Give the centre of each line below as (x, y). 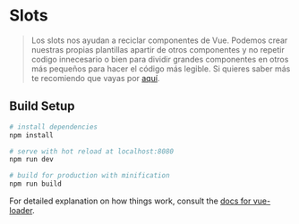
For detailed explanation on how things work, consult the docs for (130, 201)
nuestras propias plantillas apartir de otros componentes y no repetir (158, 49)
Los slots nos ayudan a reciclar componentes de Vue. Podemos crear (159, 40)
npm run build (36, 184)
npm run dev (31, 160)
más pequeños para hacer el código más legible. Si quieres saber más (161, 69)
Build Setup (42, 107)
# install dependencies (54, 127)
